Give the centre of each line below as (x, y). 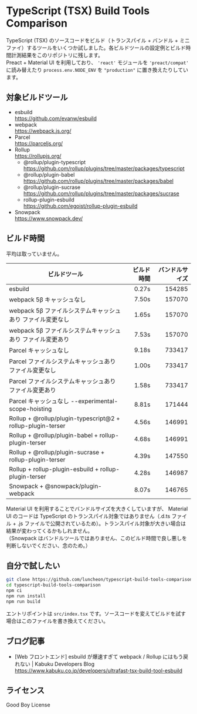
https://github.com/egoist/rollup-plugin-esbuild (80, 206)
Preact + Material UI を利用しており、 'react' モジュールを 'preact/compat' (98, 62)
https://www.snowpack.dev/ (49, 218)
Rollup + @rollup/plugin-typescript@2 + (64, 418)
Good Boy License (28, 705)
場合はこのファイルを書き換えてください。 (57, 621)
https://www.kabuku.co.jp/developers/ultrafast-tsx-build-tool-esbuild (98, 670)
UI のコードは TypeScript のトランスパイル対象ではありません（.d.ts (88, 516)
